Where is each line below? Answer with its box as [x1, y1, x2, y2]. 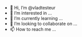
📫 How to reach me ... [9, 26, 56, 32]
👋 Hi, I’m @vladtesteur [9, 5, 56, 10]
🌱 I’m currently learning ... [9, 15, 63, 21]
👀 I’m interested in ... [9, 10, 52, 16]
